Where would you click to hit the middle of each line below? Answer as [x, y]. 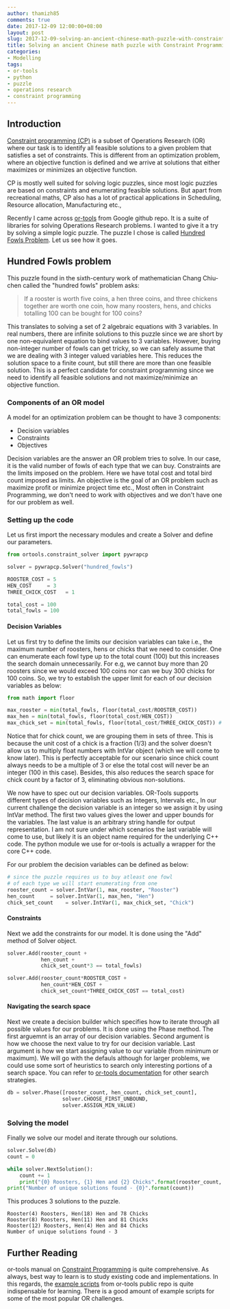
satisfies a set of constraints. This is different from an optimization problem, [114, 155]
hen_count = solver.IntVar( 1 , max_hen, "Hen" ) [81, 896]
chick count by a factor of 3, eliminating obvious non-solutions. [96, 780]
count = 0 [21, 1157]
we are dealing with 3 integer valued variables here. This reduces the [105, 355]
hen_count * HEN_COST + [72, 985]
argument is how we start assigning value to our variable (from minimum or [113, 1051]
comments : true [29, 20]
